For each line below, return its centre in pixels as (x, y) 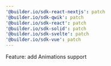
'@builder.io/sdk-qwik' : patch (45, 17)
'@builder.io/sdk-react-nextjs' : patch (55, 12)
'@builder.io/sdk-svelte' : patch (47, 34)
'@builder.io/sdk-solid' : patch (46, 28)
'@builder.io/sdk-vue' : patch (43, 40)
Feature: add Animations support (46, 57)
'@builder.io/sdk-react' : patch (46, 23)
